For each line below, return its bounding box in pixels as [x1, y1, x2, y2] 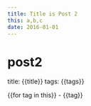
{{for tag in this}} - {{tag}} [7, 91, 83, 100]
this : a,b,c [7, 17, 43, 24]
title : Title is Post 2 [7, 10, 78, 18]
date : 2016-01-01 [7, 23, 59, 30]
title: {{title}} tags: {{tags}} [7, 77, 85, 86]
